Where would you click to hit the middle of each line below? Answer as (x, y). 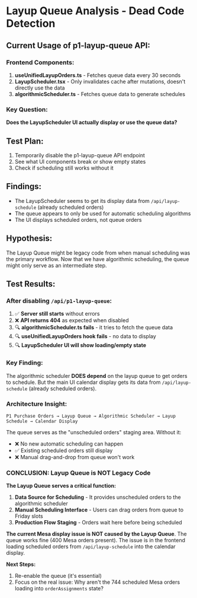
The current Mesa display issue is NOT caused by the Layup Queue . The (97, 534)
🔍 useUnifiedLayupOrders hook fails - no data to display (85, 336)
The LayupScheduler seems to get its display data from (82, 201)
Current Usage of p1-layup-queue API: (78, 45)
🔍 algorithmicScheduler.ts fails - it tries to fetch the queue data (94, 327)
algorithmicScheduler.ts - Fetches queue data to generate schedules (100, 94)
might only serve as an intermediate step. (57, 265)
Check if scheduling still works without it (64, 168)
